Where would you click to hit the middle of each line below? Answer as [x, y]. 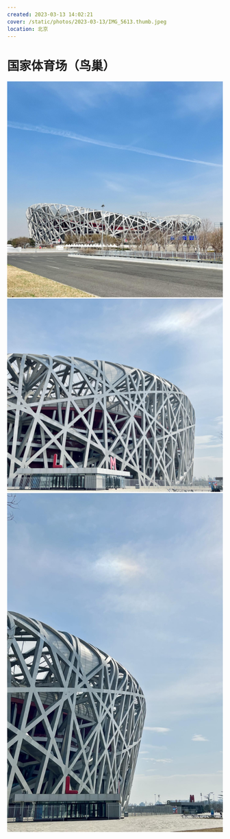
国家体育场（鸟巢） [61, 66]
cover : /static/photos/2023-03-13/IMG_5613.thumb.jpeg [87, 22]
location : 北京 [28, 29]
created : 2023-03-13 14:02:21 [50, 14]
